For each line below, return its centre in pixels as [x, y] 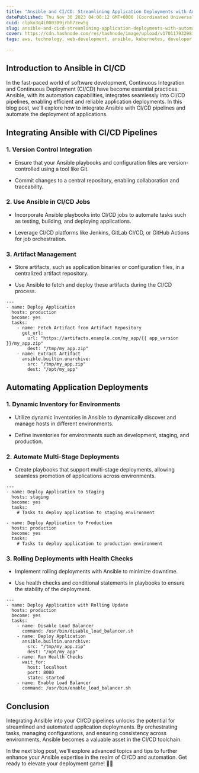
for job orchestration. [41, 239]
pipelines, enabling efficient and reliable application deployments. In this [94, 101]
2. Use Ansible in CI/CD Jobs [48, 202]
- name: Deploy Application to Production [59, 523]
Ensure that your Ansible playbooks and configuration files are [91, 162]
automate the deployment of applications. [57, 114]
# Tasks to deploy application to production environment [90, 544]
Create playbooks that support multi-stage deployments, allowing [94, 470]
